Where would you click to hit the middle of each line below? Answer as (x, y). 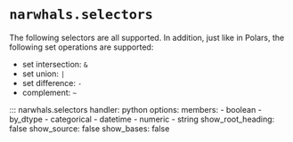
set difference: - (52, 83)
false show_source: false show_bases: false (90, 128)
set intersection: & (55, 64)
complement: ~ (49, 92)
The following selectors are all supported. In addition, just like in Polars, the (147, 37)
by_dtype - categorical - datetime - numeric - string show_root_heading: (142, 119)
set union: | (43, 74)
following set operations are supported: (81, 47)
